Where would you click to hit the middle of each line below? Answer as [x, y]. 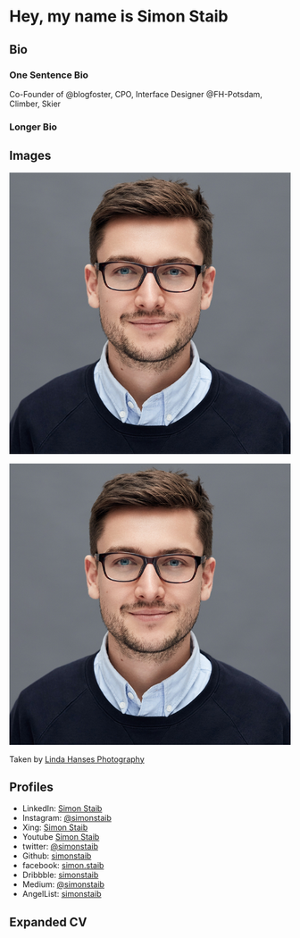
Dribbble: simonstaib [60, 875]
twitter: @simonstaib [60, 847]
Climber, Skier [35, 104]
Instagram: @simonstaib [67, 818]
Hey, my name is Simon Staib [119, 17]
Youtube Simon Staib [61, 837]
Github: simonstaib [57, 856]
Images [30, 156]
